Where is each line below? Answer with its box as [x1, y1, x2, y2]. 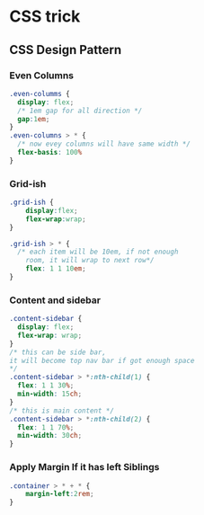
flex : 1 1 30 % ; [17, 381, 75, 390]
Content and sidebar [9, 294, 102, 306]
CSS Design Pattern [9, 42, 122, 58]
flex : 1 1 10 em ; [25, 264, 87, 273]
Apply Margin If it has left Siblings [9, 461, 160, 474]
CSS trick [9, 6, 81, 27]
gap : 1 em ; [17, 114, 50, 123]
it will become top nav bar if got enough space [9, 356, 195, 365]
